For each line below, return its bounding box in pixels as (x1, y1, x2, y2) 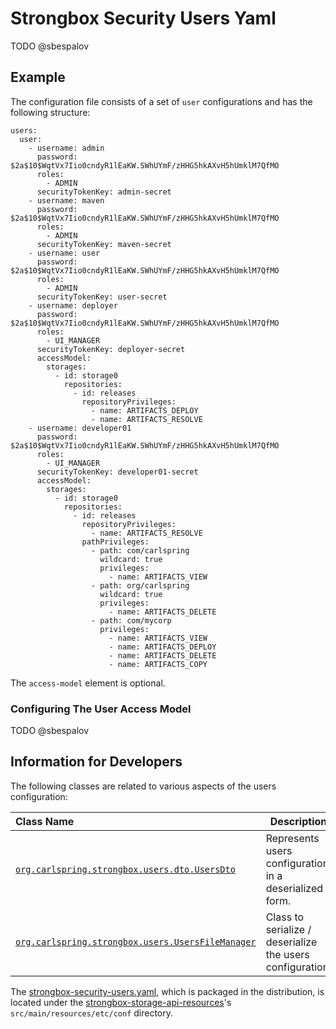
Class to (265, 910, 305, 924)
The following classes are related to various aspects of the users (10, 780, 277, 792)
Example (10, 69, 66, 86)
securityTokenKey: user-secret (36, 292, 168, 302)
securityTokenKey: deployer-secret (36, 344, 186, 354)
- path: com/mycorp (90, 615, 172, 626)
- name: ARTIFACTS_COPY (108, 659, 208, 669)
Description (269, 814, 328, 828)
